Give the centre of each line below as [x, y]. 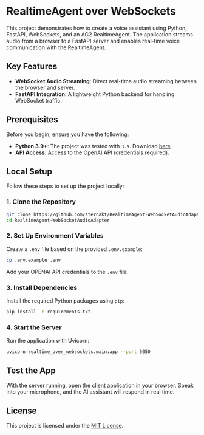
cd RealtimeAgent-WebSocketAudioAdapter [58, 220]
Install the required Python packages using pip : [65, 300]
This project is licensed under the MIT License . [65, 425]
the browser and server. [45, 87]
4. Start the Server [34, 327]
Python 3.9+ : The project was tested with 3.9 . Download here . [93, 146]
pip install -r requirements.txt [49, 312]
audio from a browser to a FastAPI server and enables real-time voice [93, 41]
